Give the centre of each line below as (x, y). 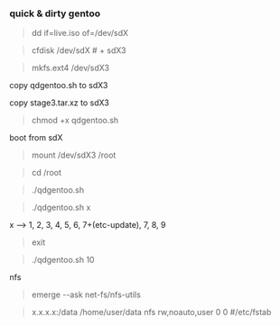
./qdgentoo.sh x (61, 208)
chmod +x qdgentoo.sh (75, 121)
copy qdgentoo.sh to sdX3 (59, 86)
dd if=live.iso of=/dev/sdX (80, 33)
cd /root (46, 173)
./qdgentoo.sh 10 (63, 260)
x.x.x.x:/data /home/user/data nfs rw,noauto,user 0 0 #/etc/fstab (151, 312)
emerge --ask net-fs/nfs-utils (86, 294)
